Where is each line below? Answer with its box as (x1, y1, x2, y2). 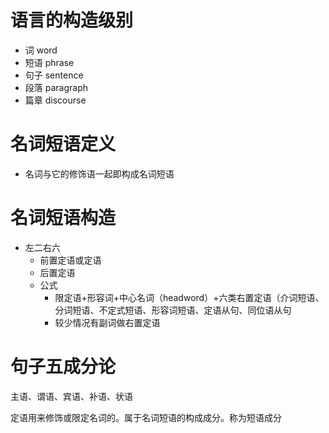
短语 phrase (24, 56, 75, 68)
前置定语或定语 (39, 254, 102, 266)
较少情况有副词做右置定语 (54, 316, 161, 328)
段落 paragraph (24, 81, 89, 93)
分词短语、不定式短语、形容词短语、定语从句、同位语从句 (54, 304, 292, 316)
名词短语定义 (10, 133, 117, 156)
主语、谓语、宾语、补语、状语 (10, 390, 133, 402)
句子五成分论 (10, 356, 117, 378)
